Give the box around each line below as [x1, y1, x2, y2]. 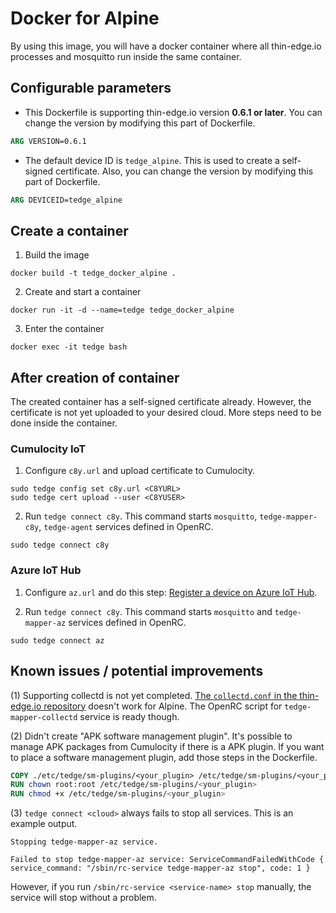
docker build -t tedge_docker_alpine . [10, 268, 177, 279]
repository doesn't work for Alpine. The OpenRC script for [43, 700, 283, 712]
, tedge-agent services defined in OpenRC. [38, 521, 214, 533]
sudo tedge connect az [10, 635, 105, 646]
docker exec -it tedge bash [10, 342, 128, 352]
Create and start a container [24, 286, 142, 298]
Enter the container [24, 323, 105, 335]
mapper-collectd [10, 712, 78, 722]
